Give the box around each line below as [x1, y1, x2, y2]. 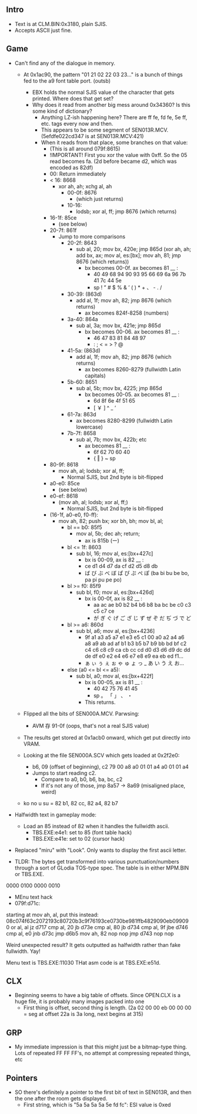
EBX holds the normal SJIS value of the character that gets [32, 89, 175, 96]
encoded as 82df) [49, 164, 94, 171]
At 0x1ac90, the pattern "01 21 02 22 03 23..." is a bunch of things [23, 71, 183, 78]
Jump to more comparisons [58, 233, 125, 240]
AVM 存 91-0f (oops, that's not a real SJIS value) [32, 722, 150, 729]
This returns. [85, 698, 116, 705]
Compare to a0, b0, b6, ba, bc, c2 [41, 776, 123, 783]
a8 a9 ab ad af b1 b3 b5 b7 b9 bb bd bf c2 [85, 640, 187, 647]
